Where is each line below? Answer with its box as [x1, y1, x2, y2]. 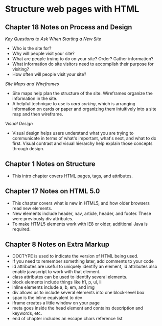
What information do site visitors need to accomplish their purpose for [12, 61, 154, 67]
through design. [12, 146, 45, 151]
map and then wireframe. [12, 111, 64, 117]
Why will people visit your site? [12, 50, 75, 56]
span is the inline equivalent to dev [12, 295, 82, 301]
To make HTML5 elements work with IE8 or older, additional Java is [12, 221, 148, 227]
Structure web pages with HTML [5, 3, 139, 15]
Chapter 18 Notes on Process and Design [5, 23, 132, 31]
